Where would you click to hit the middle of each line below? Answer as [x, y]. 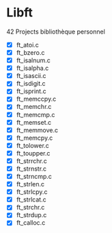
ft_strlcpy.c [32, 192]
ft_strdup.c [31, 215]
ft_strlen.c [30, 184]
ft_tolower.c [32, 145]
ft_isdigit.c [31, 84]
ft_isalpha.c [32, 68]
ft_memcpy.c [34, 138]
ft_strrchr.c [31, 161]
